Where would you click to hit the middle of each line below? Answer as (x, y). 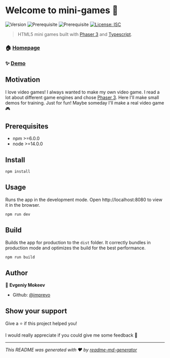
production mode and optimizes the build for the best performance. (75, 248)
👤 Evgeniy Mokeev (25, 285)
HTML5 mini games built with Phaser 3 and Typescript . (75, 34)
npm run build (20, 257)
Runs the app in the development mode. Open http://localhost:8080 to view (84, 200)
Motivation (23, 80)
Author (16, 273)
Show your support (36, 311)
